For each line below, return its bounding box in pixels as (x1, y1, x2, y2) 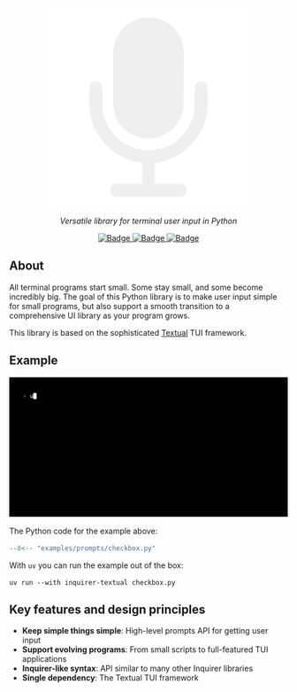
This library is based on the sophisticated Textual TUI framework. (9, 327, 247, 338)
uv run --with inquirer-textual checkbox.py (9, 578, 176, 587)
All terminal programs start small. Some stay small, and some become (9, 282, 263, 292)
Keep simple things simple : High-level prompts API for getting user (21, 626, 269, 636)
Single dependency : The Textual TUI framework (21, 673, 199, 683)
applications (21, 654, 67, 665)
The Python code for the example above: (9, 525, 158, 536)
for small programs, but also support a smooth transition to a (9, 300, 230, 311)
